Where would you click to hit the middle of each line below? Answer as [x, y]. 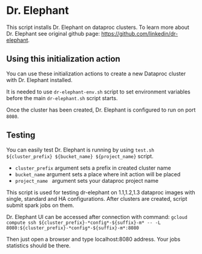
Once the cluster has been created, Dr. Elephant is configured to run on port [101, 110]
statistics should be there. [38, 246]
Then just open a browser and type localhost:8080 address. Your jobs [93, 239]
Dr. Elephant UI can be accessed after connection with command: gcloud [97, 217]
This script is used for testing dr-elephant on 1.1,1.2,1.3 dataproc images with [101, 192]
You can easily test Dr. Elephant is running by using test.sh [80, 150]
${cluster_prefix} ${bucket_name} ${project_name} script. [80, 156]
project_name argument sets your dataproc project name [87, 180]
